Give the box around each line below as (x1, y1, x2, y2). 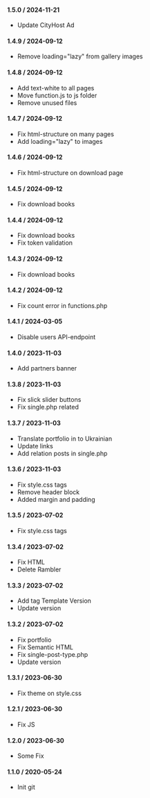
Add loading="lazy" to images (17, 137, 103, 145)
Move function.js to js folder (17, 91, 97, 99)
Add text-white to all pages (17, 83, 95, 92)
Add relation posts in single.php (17, 449, 108, 457)
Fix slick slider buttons (17, 396, 82, 404)
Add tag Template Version (17, 596, 92, 605)
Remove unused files (17, 98, 77, 107)
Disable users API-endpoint (17, 333, 96, 341)
